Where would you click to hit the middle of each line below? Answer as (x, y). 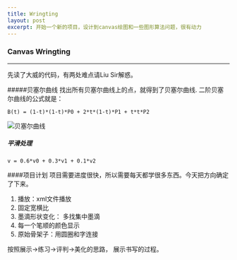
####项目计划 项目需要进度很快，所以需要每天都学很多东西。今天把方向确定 (118, 175)
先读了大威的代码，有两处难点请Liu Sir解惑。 (72, 74)
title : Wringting (33, 14)
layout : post (26, 20)
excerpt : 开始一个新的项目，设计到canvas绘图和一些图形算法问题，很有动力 (105, 27)
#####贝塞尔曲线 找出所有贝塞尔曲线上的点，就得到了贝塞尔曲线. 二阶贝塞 (116, 90)
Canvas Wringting (39, 52)
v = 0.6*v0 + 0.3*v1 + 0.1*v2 (52, 161)
